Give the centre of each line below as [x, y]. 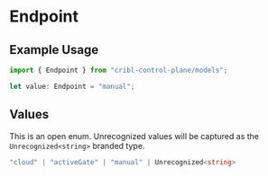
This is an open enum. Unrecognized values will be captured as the [134, 136]
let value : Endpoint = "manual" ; [72, 86]
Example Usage [54, 50]
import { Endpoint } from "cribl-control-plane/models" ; [119, 70]
